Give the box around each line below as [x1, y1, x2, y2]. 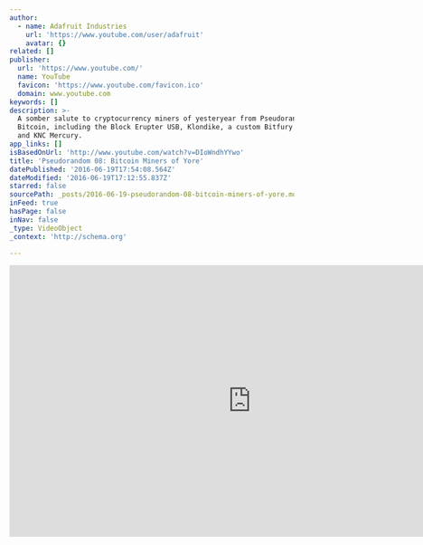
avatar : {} [25, 38, 67, 48]
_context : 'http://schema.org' [9, 232, 127, 241]
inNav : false [9, 215, 59, 225]
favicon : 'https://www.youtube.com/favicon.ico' [17, 81, 204, 90]
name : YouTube [17, 72, 70, 81]
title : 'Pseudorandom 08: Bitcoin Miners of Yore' [9, 156, 204, 166]
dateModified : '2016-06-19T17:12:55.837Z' [9, 173, 172, 182]
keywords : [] [9, 97, 59, 107]
